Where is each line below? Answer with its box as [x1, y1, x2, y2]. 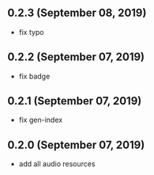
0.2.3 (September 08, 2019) [7, 6, 147, 20]
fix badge [18, 71, 51, 81]
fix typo [18, 27, 44, 36]
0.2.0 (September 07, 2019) [7, 138, 145, 151]
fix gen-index [18, 115, 63, 125]
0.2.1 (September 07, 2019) [7, 94, 142, 108]
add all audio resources [18, 159, 96, 169]
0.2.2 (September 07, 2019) [7, 51, 145, 64]
